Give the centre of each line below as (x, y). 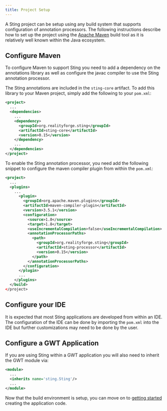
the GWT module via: (27, 360)
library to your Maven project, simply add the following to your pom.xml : (78, 93)
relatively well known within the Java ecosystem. (55, 40)
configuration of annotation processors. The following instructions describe (83, 29)
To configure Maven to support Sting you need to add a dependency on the (83, 67)
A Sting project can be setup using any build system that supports (73, 24)
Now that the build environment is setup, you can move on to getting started (84, 397)
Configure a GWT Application (52, 343)
